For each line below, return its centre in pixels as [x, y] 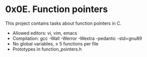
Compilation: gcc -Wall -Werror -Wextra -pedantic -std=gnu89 [77, 38]
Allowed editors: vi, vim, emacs [45, 33]
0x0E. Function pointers [57, 9]
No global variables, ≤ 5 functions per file [55, 43]
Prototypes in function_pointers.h [47, 49]
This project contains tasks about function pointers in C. [63, 23]
